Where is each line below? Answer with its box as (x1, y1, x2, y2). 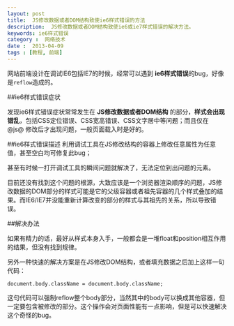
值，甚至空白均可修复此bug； (7, 148, 92, 157)
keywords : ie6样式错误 (7, 29, 69, 37)
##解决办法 (7, 219, 40, 228)
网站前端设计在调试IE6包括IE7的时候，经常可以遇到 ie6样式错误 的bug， (7, 69, 212, 77)
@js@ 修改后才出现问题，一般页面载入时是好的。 (7, 125, 148, 133)
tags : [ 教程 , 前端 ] (7, 50, 63, 57)
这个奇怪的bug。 (7, 311, 56, 319)
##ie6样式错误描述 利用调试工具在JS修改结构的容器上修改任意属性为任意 (7, 140, 216, 148)
